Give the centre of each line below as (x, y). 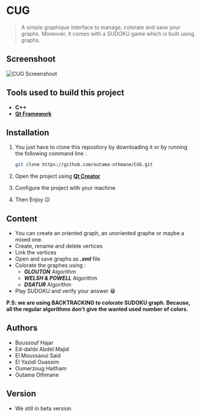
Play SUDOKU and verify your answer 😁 (65, 291)
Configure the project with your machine (65, 188)
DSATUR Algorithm (48, 285)
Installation (28, 133)
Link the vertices (36, 253)
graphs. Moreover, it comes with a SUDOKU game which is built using (108, 33)
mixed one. (29, 240)
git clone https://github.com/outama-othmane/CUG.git (84, 165)
